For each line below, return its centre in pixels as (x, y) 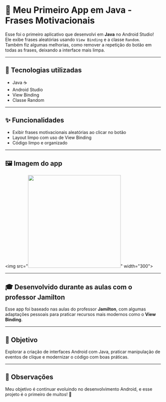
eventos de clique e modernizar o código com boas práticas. (67, 357)
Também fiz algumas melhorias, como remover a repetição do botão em (79, 45)
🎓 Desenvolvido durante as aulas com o (69, 287)
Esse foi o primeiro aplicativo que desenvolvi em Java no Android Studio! (80, 34)
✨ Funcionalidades (35, 120)
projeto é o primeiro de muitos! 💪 (39, 394)
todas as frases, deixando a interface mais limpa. (55, 50)
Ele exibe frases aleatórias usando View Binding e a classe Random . (73, 40)
